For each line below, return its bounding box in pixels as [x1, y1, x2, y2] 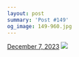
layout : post [7, 10, 45, 17]
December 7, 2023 [7, 43, 60, 51]
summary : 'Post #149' [7, 16, 69, 23]
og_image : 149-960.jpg [7, 23, 72, 30]
